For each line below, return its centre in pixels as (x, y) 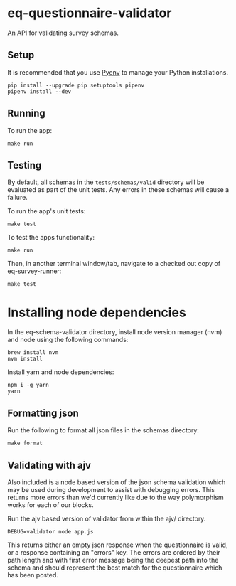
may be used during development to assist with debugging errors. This (111, 489)
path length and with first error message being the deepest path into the (113, 560)
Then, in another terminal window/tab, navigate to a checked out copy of (114, 264)
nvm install (25, 359)
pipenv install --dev (39, 91)
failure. (18, 198)
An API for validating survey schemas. (63, 33)
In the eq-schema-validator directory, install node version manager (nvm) (115, 332)
